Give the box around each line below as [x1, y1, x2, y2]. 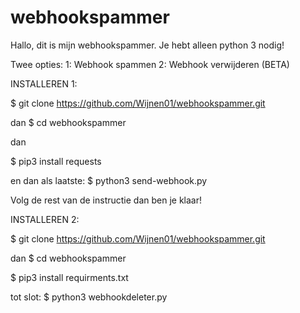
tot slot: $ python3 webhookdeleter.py [10, 291, 168, 303]
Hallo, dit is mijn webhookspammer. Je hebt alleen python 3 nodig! [10, 39, 285, 51]
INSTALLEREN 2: [10, 213, 80, 225]
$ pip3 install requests [10, 155, 102, 167]
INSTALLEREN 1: [10, 77, 78, 90]
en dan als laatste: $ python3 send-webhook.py [10, 174, 208, 186]
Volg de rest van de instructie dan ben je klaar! [10, 194, 202, 206]
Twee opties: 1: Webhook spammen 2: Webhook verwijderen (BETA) [10, 58, 290, 70]
